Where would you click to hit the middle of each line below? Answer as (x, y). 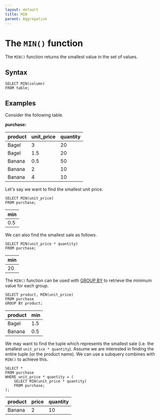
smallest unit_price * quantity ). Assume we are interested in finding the (80, 349)
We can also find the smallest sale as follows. (51, 235)
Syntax (16, 72)
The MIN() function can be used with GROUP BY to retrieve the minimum (79, 280)
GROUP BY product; (24, 303)
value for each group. (27, 285)
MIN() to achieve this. (27, 359)
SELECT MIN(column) (25, 84)
